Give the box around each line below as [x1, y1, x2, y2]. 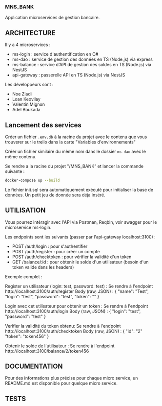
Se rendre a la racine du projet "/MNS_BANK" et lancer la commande [5, 163, 144, 169]
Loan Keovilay [12, 96, 40, 102]
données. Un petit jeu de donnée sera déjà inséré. [5, 192, 106, 198]
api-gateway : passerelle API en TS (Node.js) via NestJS [12, 72, 125, 78]
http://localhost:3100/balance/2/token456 [5, 348, 89, 354]
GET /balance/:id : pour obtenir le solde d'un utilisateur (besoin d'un [12, 259, 149, 265]
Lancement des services [5, 121, 81, 129]
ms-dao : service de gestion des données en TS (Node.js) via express [12, 56, 153, 62]
